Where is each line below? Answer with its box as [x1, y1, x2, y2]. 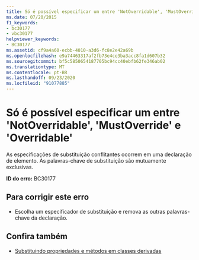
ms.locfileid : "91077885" [6, 81, 70, 87]
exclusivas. [6, 163, 34, 170]
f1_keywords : [6, 20, 38, 26]
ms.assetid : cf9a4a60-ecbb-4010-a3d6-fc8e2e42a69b [6, 47, 134, 53]
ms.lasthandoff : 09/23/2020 [6, 75, 76, 81]
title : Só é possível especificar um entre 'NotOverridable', [6, 8, 163, 15]
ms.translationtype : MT [6, 64, 65, 70]
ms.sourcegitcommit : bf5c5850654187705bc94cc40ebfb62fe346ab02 [6, 58, 166, 64]
